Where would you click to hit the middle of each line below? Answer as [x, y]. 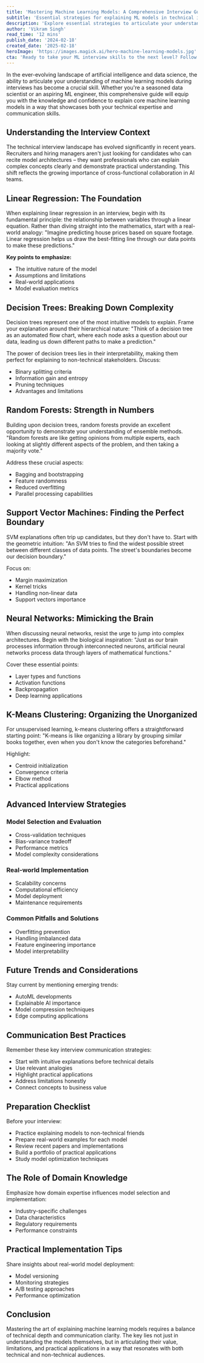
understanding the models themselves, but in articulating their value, [92, 1342]
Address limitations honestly [50, 1081]
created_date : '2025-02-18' [42, 46]
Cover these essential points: [42, 664]
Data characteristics [40, 1217]
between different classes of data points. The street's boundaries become [99, 550]
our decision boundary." [36, 556]
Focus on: [19, 568]
